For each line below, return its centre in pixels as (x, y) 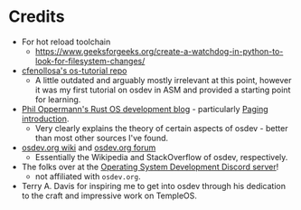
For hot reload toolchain (66, 42)
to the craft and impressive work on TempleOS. (109, 196)
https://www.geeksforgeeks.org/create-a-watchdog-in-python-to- (159, 51)
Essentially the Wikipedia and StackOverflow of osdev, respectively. (161, 157)
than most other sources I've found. (102, 138)
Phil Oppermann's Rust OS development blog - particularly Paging (145, 109)
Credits (37, 17)
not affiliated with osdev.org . (88, 176)
